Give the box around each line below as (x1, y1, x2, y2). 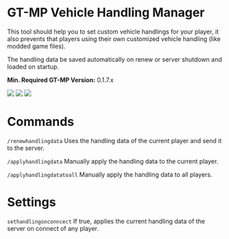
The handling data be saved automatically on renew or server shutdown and (7, 55, 223, 63)
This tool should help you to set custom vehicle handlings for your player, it (7, 27, 219, 36)
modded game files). (7, 42, 66, 50)
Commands (7, 114, 75, 129)
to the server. (7, 144, 45, 152)
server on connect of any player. (7, 224, 99, 232)
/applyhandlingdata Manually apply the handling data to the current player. (7, 157, 219, 165)
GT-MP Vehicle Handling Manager (7, 5, 205, 21)
